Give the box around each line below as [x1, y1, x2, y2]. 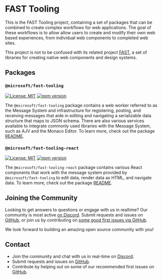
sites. [5, 40, 16, 46]
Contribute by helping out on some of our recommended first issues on [12, 263, 154, 269]
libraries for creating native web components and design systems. [5, 54, 137, 60]
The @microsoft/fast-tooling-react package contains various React [5, 164, 142, 170]
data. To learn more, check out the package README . [5, 180, 113, 186]
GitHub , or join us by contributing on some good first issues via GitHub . [5, 217, 148, 223]
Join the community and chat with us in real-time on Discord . [12, 253, 134, 259]
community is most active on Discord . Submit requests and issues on [5, 212, 143, 217]
